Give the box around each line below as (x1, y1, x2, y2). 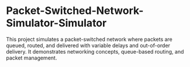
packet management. (6, 54, 57, 61)
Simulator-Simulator (6, 16, 107, 30)
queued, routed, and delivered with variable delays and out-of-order (6, 42, 171, 49)
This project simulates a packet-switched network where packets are (6, 36, 172, 43)
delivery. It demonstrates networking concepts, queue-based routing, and (6, 48, 184, 55)
